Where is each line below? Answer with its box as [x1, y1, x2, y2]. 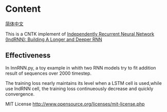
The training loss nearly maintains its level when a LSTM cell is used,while [5, 80, 162, 86]
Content [5, 3, 41, 15]
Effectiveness [5, 51, 51, 60]
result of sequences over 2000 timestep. [5, 70, 91, 76]
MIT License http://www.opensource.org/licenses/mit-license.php [5, 101, 145, 107]
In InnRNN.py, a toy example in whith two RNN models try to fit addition [5, 64, 156, 71]
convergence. [5, 91, 35, 97]
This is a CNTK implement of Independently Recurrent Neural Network [5, 31, 155, 37]
